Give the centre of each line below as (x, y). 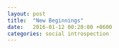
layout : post (27, 14)
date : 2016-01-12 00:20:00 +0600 (60, 27)
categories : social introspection (58, 34)
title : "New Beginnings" (45, 20)
